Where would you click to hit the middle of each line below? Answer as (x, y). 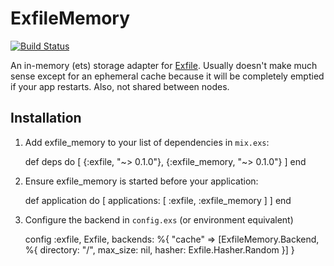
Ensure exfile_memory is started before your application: (141, 181)
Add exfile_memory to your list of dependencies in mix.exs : (147, 142)
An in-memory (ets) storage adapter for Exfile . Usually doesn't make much (164, 65)
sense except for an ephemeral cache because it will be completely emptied (167, 76)
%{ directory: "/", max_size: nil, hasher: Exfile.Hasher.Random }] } (159, 249)
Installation (46, 118)
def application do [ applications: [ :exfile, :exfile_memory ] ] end (158, 200)
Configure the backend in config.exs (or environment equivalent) (159, 219)
